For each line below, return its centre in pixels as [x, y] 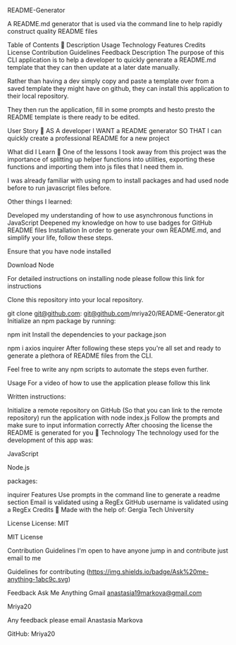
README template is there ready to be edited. [74, 117]
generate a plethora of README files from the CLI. [80, 356]
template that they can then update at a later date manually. [94, 67]
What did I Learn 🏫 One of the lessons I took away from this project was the [117, 152]
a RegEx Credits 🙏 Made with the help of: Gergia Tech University [101, 509]
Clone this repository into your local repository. [75, 300]
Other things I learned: [40, 201]
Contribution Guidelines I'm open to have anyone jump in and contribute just [118, 551]
